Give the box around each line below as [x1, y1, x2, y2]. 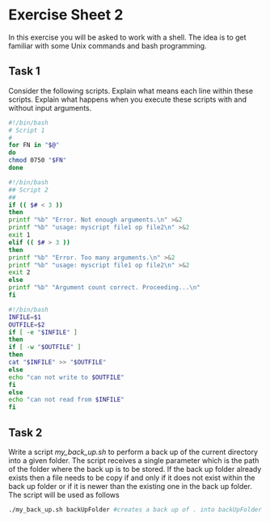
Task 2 [8, 426, 43, 440]
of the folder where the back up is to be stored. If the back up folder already [8, 464, 262, 474]
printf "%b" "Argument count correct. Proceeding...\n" [8, 284, 200, 292]
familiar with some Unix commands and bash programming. [8, 40, 208, 50]
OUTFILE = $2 [8, 321, 45, 329]
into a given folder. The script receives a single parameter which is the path [8, 455, 259, 465]
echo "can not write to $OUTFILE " [8, 373, 125, 381]
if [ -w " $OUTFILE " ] [8, 343, 82, 352]
